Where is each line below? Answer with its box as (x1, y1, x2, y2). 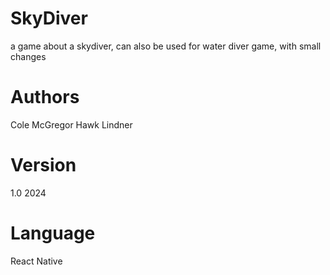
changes (10, 50, 47, 62)
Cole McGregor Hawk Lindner (10, 118, 133, 131)
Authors (10, 86, 80, 109)
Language (10, 222, 96, 244)
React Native (10, 255, 63, 267)
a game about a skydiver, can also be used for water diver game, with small (10, 40, 322, 52)
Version (10, 154, 77, 177)
